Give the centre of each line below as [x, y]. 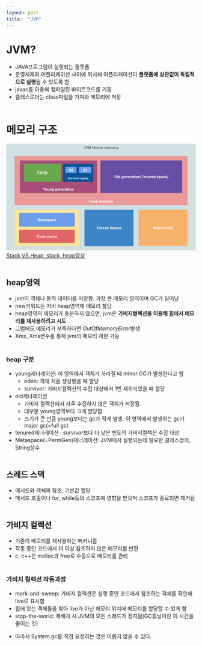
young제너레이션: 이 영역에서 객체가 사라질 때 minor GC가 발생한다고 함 [99, 374]
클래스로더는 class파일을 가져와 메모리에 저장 [68, 97]
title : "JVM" [24, 19]
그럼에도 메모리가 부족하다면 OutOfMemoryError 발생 [77, 328]
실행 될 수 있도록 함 [48, 82]
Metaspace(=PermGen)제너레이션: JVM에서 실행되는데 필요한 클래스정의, [103, 440]
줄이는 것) [26, 623]
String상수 [27, 448]
